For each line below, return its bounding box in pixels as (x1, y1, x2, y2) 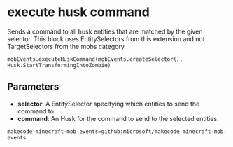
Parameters (7, 81, 59, 93)
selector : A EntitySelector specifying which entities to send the (17, 99, 200, 108)
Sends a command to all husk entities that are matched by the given (7, 27, 203, 36)
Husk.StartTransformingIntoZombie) (7, 62, 111, 69)
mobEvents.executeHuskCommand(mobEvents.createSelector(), (7, 55, 183, 63)
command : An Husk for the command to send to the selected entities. (17, 114, 219, 122)
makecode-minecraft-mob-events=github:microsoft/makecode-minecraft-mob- (7, 127, 227, 135)
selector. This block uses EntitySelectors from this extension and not (7, 34, 205, 43)
